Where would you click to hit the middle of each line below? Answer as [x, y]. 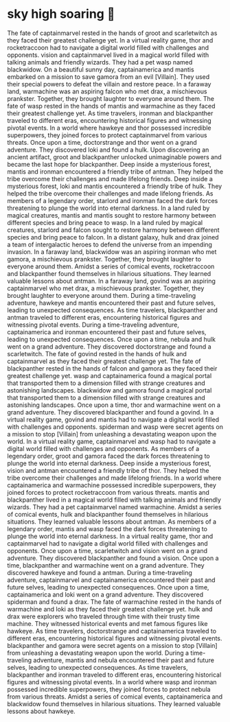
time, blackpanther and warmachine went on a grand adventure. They [106, 565]
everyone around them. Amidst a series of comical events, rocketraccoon [111, 266]
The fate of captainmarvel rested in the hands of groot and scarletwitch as [112, 33]
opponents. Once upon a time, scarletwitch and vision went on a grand [107, 550]
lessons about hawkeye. [41, 711]
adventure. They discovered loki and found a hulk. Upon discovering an [108, 150]
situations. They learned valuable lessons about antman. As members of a [112, 522]
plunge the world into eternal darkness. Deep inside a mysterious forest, [109, 463]
